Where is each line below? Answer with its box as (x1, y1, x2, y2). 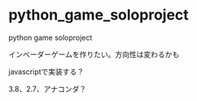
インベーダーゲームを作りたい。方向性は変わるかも (8, 49, 180, 59)
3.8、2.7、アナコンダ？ (8, 84, 87, 94)
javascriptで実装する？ (8, 67, 85, 77)
